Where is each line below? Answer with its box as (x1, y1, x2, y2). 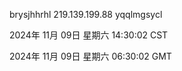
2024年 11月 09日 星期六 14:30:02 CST (9, 29, 169, 41)
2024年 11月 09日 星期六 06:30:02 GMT (9, 50, 172, 62)
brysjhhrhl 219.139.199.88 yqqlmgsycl (9, 9, 163, 20)
